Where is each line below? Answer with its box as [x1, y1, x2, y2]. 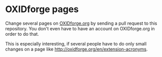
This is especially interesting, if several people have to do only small [5, 40, 147, 46]
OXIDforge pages [5, 4, 79, 15]
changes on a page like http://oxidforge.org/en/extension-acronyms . [5, 46, 148, 52]
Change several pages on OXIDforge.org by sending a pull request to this [5, 20, 157, 26]
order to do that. [5, 31, 39, 37]
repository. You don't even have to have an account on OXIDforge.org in [5, 25, 155, 31]
